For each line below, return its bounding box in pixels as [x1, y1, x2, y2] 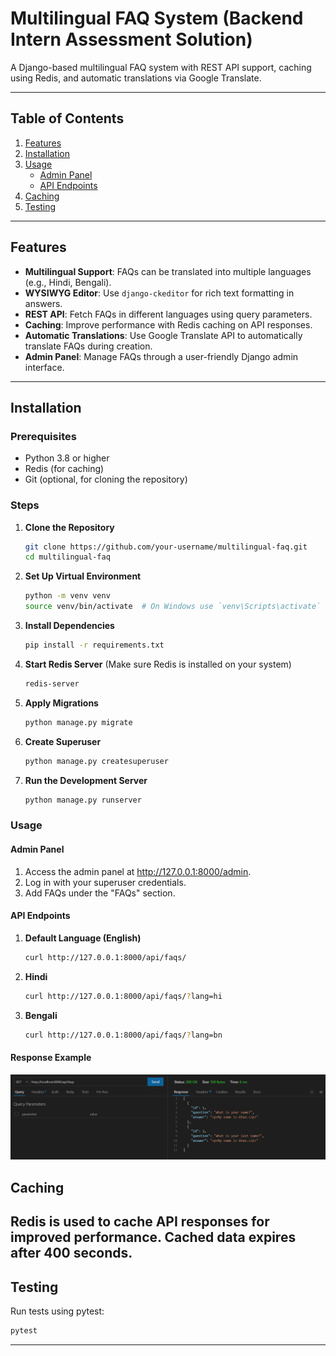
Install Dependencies [24, 620, 115, 632]
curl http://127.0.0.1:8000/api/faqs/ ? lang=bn [24, 1030, 223, 1040]
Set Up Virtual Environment [24, 570, 142, 582]
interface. [24, 361, 65, 373]
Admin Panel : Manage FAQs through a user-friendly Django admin [24, 350, 299, 362]
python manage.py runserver [24, 795, 142, 805]
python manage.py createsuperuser [24, 756, 169, 766]
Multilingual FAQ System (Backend [10, 7, 304, 30]
